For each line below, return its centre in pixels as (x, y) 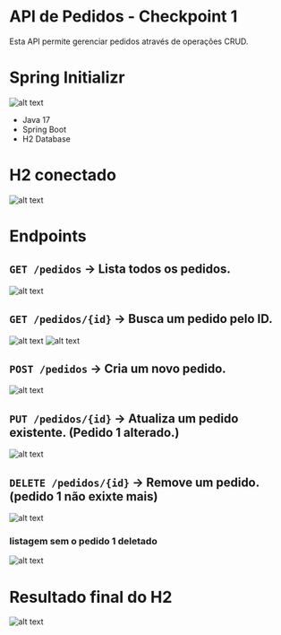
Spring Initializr (67, 78)
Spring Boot (44, 129)
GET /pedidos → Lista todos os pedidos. (120, 270)
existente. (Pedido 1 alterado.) (94, 432)
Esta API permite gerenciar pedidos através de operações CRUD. (129, 41)
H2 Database (47, 139)
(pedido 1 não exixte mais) (84, 496)
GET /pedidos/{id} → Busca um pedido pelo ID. (141, 319)
